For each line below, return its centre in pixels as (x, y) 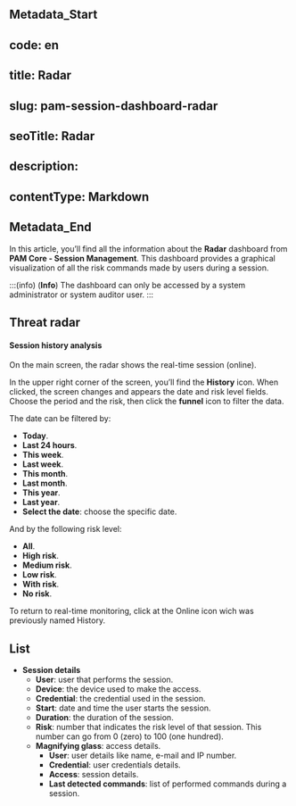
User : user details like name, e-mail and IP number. (143, 755)
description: (44, 166)
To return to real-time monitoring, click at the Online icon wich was (132, 611)
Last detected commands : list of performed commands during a (168, 784)
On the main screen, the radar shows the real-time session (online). (133, 365)
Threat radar (45, 322)
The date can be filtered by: (60, 419)
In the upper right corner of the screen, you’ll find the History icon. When (144, 382)
